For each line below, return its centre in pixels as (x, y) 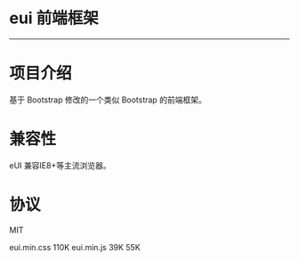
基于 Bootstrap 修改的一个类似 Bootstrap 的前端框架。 (108, 100)
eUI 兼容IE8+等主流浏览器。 (60, 165)
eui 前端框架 (54, 18)
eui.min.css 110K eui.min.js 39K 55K (75, 247)
